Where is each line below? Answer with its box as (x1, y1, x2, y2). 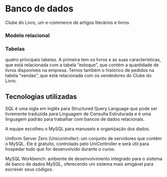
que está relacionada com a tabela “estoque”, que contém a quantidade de (5, 62, 159, 68)
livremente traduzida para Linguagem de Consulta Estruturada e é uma (5, 111, 151, 117)
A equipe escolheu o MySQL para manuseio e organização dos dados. (5, 126, 150, 132)
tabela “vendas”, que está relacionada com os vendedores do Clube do (5, 73, 151, 79)
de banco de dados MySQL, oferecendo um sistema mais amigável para (5, 161, 153, 167)
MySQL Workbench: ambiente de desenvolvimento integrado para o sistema (5, 156, 162, 162)
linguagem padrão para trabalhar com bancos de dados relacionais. (5, 116, 145, 122)
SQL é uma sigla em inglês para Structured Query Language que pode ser (5, 105, 157, 111)
